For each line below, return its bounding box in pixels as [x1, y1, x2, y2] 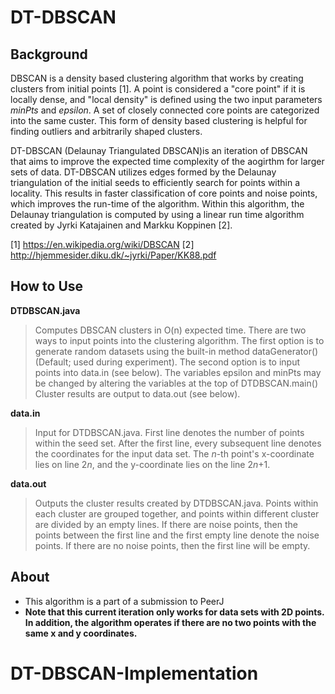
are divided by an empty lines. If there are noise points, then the [34, 518, 298, 530]
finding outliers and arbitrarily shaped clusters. [10, 126, 203, 137]
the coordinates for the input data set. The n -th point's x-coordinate [34, 447, 315, 460]
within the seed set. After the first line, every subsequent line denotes [34, 437, 322, 449]
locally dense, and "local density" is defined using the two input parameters [10, 94, 323, 105]
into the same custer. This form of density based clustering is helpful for [10, 115, 308, 126]
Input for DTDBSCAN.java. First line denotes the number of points [34, 426, 305, 438]
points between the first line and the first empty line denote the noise [34, 529, 320, 541]
